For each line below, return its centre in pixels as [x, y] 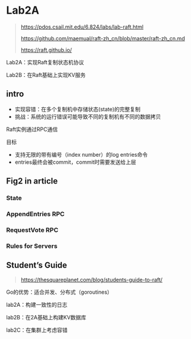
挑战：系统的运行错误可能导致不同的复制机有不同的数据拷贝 [88, 116]
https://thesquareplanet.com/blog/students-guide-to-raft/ [91, 279]
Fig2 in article [32, 181]
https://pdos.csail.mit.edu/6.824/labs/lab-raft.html [82, 27]
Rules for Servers [32, 246]
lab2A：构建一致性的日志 [37, 304]
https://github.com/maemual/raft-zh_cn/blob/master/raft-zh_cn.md [103, 38]
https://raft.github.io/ [46, 50]
